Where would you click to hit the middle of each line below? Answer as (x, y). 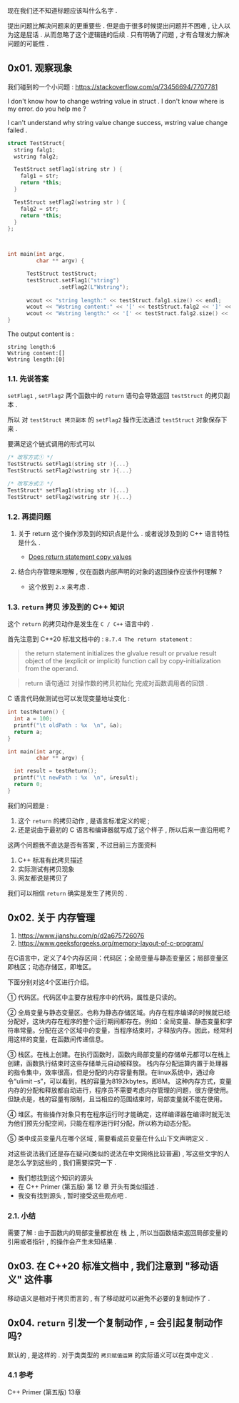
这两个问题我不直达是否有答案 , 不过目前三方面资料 (82, 845)
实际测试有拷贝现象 (46, 869)
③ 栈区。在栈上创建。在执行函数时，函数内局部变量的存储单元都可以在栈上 (119, 1054)
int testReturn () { (36, 712)
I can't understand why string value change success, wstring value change (118, 122)
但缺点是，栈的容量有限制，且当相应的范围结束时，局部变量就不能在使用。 (117, 1099)
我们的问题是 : (28, 805)
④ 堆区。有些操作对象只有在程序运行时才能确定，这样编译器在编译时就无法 (119, 1114)
